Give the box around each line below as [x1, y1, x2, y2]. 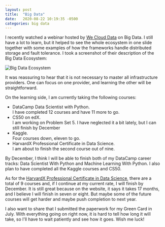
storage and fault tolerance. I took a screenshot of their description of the [5, 50, 154, 56]
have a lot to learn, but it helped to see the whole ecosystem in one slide [5, 40, 152, 46]
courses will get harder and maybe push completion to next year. [5, 196, 137, 202]
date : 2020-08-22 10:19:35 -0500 [5, 16, 78, 21]
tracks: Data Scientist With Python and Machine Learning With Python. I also [5, 161, 160, 166]
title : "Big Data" [5, 12, 45, 17]
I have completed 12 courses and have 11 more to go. [12, 109, 120, 115]
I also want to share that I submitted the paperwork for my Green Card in [5, 206, 152, 212]
